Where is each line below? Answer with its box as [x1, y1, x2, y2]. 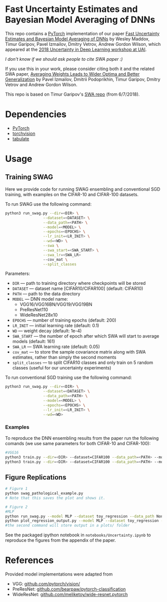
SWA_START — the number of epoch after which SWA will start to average [12, 333, 160, 339]
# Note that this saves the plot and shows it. [5, 495, 106, 500]
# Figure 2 [5, 504, 28, 509]
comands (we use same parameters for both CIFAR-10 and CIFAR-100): [5, 440, 151, 446]
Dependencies [5, 109, 67, 120]
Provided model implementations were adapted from [5, 571, 113, 577]
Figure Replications [5, 473, 67, 482]
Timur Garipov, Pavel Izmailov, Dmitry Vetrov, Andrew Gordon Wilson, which [5, 41, 161, 47]
